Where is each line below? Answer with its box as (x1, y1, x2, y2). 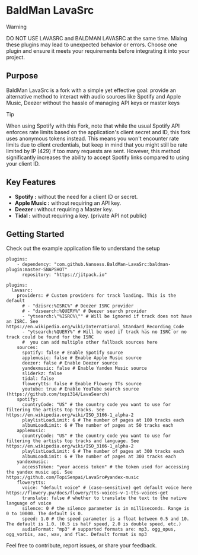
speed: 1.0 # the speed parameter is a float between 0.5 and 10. (21, 516, 190, 522)
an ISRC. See (6, 319, 39, 325)
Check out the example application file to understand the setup (6, 245, 160, 252)
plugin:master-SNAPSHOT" (6, 267, 68, 273)
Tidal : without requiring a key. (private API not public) (14, 212, 147, 219)
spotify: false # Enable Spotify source (21, 350, 123, 356)
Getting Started (6, 229, 65, 239)
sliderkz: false (21, 370, 62, 377)
